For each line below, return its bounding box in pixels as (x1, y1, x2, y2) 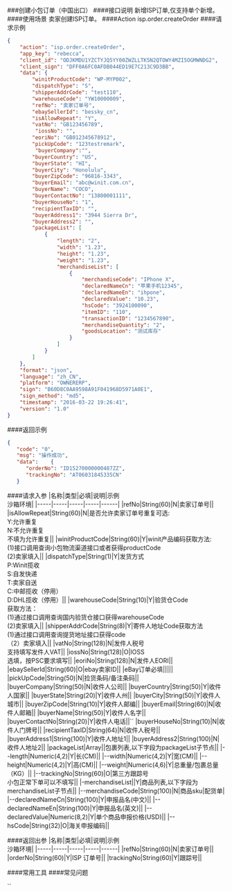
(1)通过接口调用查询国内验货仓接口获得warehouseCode (7, 613, 165, 621)
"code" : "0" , (16, 445, 54, 453)
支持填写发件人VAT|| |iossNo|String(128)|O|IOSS (7, 647, 145, 656)
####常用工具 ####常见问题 (7, 868, 89, 877)
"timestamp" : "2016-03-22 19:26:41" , (19, 399, 129, 406)
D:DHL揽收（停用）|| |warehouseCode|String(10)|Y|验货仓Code (7, 595, 188, 604)
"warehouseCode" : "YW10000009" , (32, 95, 126, 102)
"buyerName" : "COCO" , (32, 186, 95, 193)
